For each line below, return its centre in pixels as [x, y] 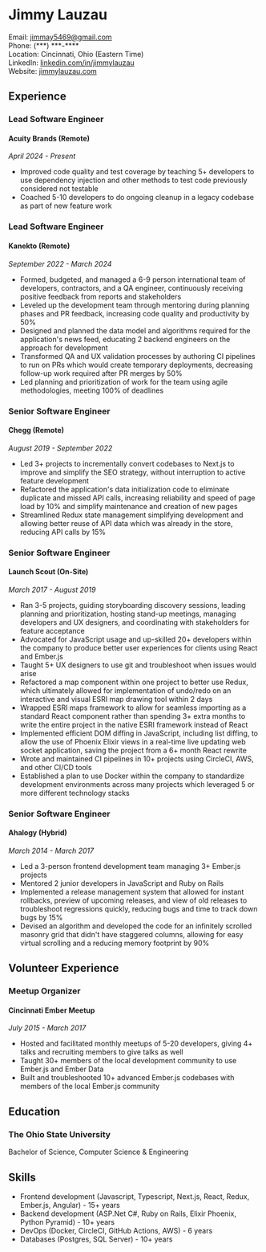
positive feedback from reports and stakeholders [101, 296]
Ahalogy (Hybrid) [38, 833]
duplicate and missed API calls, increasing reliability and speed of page [137, 498]
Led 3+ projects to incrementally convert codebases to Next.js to [127, 463]
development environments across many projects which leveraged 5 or [137, 784]
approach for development [64, 348]
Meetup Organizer [44, 991]
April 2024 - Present [42, 156]
